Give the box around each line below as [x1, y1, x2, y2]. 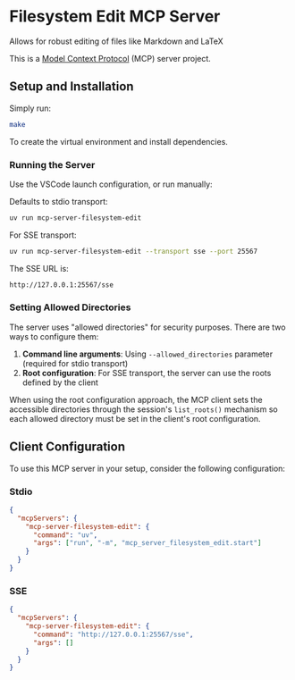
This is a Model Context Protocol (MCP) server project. [9, 53, 212, 63]
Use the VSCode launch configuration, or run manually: [9, 179, 213, 189]
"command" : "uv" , [32, 530, 98, 540]
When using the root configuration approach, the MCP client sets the [9, 394, 263, 405]
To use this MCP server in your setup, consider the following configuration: [9, 463, 286, 474]
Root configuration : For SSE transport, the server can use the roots [21, 367, 272, 378]
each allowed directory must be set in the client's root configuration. [9, 413, 261, 424]
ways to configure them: [9, 331, 99, 341]
